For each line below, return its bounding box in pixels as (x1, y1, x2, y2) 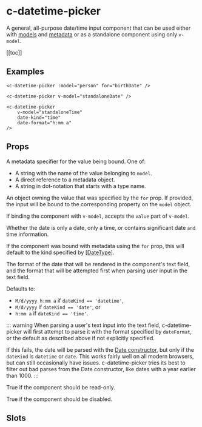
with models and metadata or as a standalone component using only (6, 30, 178, 38)
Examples (6, 67, 44, 77)
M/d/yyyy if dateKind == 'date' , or (15, 303, 101, 311)
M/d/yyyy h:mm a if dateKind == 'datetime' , (15, 297, 124, 304)
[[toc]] (6, 49, 22, 56)
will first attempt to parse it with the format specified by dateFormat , (23, 328, 192, 335)
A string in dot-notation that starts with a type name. (15, 182, 146, 189)
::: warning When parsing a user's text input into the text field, (6, 321, 161, 329)
